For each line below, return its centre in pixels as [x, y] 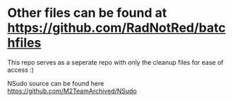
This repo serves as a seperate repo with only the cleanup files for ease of [115, 62]
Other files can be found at [87, 13]
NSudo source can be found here [56, 83]
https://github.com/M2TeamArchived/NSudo [72, 91]
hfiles [24, 43]
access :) [20, 70]
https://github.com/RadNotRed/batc [116, 28]
